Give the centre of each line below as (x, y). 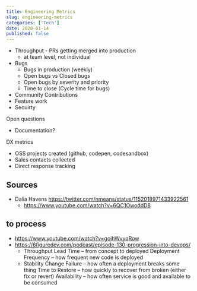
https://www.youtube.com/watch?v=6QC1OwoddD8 (87, 205)
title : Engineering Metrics (41, 12)
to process (26, 224)
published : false (28, 34)
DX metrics (20, 142)
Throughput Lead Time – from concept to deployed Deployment (101, 251)
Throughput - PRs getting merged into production (75, 50)
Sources (22, 185)
